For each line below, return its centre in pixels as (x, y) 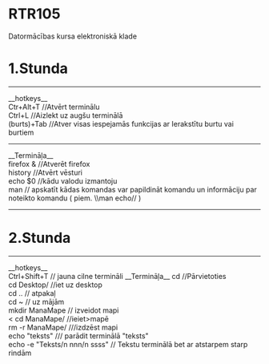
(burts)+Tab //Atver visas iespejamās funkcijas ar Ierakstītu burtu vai (121, 123)
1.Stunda (38, 69)
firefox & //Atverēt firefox (49, 164)
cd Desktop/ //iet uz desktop (55, 285)
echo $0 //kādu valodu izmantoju (63, 180)
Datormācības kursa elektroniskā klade (73, 36)
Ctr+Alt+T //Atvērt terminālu (54, 107)
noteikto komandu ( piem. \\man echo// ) (75, 198)
